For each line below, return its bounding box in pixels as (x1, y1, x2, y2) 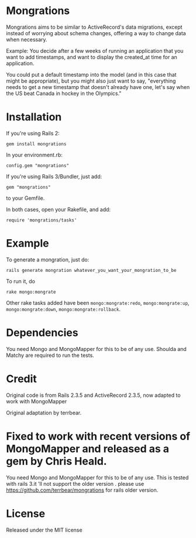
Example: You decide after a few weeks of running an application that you (6, 47, 184, 54)
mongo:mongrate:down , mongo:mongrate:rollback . (6, 305, 121, 312)
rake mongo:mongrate (6, 289, 57, 295)
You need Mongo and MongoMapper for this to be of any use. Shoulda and (6, 345, 187, 352)
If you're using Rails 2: (6, 130, 60, 137)
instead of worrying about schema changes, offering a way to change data (6, 29, 186, 36)
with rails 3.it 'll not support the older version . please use (6, 480, 145, 487)
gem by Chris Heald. (6, 454, 107, 468)
